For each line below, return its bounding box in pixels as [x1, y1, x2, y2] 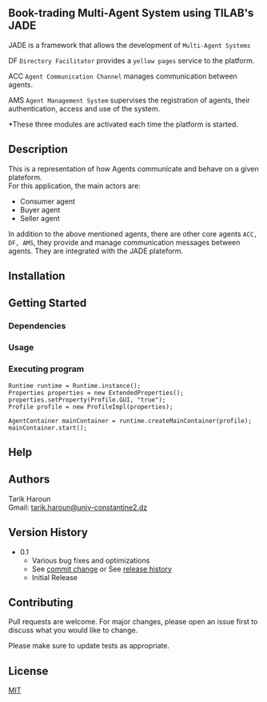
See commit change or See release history [31, 564, 173, 574]
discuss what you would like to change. [8, 625, 138, 635]
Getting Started [8, 297, 87, 310]
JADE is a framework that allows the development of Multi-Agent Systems [8, 40, 251, 50]
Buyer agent [19, 204, 61, 215]
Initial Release [31, 572, 78, 582]
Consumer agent [19, 196, 76, 206]
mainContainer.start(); [8, 424, 88, 432]
